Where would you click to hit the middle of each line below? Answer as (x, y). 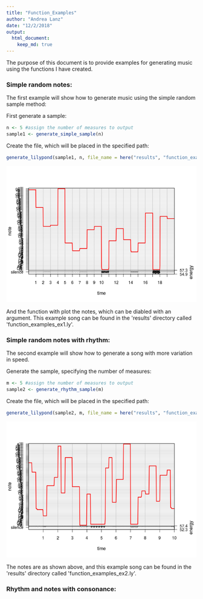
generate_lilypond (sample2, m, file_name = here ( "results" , (84, 413)
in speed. (18, 360)
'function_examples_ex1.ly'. (40, 324)
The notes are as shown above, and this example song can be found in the (99, 567)
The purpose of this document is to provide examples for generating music (99, 63)
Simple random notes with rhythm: (58, 340)
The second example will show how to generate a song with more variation (99, 353)
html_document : (31, 38)
